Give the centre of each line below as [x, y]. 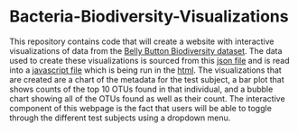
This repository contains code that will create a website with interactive [142, 41]
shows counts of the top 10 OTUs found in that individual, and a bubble [141, 89]
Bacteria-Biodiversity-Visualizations [149, 17]
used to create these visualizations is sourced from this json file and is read [149, 60]
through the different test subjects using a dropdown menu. [120, 118]
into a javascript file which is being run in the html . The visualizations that [145, 70]
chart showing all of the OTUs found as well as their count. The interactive [148, 98]
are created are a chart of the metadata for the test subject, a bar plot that [147, 79]
